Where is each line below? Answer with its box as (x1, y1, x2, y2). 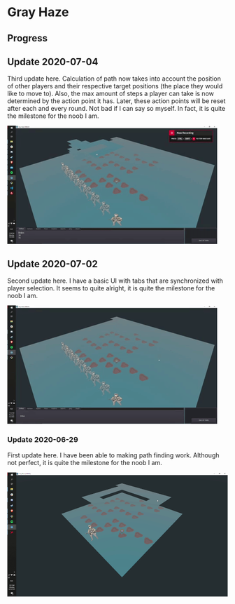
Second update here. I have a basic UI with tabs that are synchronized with (7, 276, 224, 285)
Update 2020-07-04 (7, 55, 99, 67)
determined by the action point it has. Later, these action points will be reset (7, 97, 226, 105)
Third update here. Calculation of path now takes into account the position (7, 74, 222, 83)
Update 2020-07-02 (7, 257, 98, 270)
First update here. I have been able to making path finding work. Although (7, 450, 220, 459)
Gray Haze (7, 4, 69, 20)
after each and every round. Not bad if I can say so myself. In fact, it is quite (7, 105, 226, 113)
